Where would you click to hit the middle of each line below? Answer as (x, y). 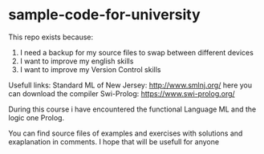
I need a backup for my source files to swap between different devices (137, 52)
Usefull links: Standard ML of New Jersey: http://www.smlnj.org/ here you (130, 85)
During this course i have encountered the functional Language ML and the (132, 109)
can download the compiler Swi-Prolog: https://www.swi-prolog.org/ (122, 93)
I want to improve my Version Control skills (90, 69)
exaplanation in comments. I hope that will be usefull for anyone (114, 141)
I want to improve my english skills (77, 61)
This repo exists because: (51, 37)
